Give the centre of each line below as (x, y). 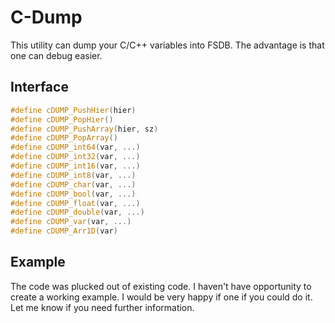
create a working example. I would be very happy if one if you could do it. (161, 297)
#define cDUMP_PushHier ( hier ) (73, 110)
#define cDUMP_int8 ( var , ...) (73, 175)
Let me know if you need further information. (102, 307)
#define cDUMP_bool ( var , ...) (73, 194)
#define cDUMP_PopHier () (62, 119)
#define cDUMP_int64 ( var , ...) (75, 147)
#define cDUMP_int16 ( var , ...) (75, 166)
